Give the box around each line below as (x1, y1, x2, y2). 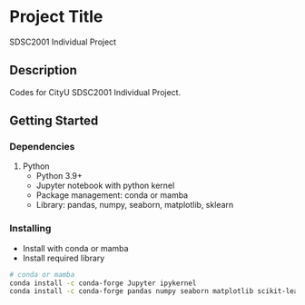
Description (9, 63, 77, 78)
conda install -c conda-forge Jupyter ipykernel (9, 279, 197, 288)
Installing (9, 222, 52, 235)
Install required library (22, 252, 105, 263)
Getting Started (9, 113, 99, 129)
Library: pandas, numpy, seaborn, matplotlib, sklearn (35, 200, 234, 211)
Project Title (9, 6, 103, 27)
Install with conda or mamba (22, 242, 129, 253)
